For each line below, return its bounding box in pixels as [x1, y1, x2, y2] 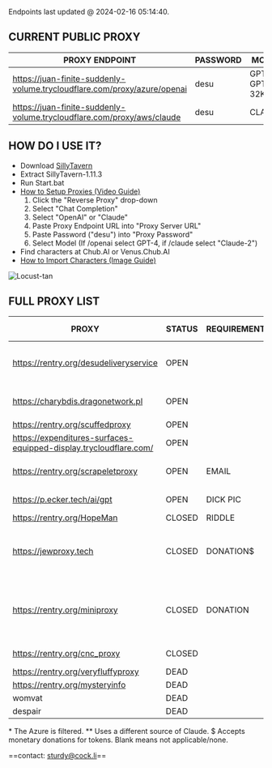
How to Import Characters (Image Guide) [19, 255, 156, 265]
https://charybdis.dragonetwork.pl [12, 396, 143, 407]
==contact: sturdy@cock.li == [8, 751, 107, 761]
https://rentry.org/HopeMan [12, 512, 118, 523]
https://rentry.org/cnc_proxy [12, 648, 121, 659]
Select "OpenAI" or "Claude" [32, 212, 128, 222]
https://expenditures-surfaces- [12, 433, 134, 444]
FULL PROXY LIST [8, 295, 100, 309]
